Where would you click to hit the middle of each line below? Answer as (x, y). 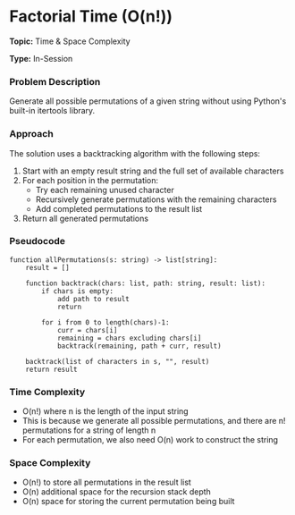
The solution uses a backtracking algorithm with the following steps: (135, 153)
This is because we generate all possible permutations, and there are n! (154, 421)
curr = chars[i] (87, 330)
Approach (31, 134)
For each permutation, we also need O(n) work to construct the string (150, 440)
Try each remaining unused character (105, 190)
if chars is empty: (78, 291)
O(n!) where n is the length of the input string (105, 411)
